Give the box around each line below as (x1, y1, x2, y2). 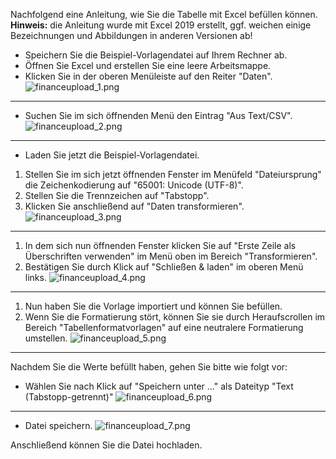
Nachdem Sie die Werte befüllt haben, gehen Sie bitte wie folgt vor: (10, 361, 288, 373)
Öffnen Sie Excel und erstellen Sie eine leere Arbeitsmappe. (24, 60, 272, 71)
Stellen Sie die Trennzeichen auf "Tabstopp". (24, 190, 210, 201)
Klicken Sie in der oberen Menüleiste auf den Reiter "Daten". (24, 70, 273, 82)
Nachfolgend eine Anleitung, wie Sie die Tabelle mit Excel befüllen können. (10, 9, 318, 20)
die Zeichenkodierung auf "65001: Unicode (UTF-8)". (24, 179, 244, 191)
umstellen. (24, 332, 68, 344)
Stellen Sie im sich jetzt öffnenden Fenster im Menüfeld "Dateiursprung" (24, 169, 322, 180)
